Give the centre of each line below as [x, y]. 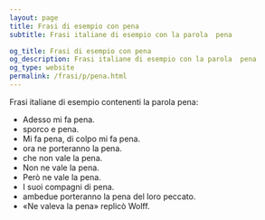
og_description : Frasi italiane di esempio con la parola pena [133, 60]
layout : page [34, 18]
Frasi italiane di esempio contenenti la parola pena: [104, 101]
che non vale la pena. [62, 158]
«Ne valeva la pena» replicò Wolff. [86, 206]
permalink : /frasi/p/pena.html [68, 77]
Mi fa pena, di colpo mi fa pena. [81, 139]
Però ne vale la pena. [62, 177]
